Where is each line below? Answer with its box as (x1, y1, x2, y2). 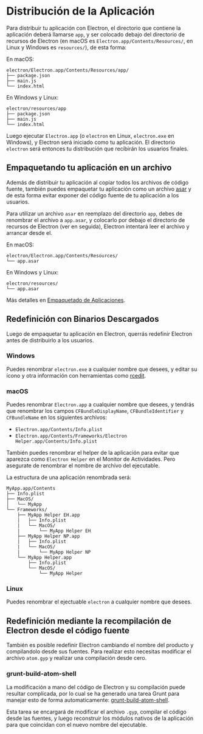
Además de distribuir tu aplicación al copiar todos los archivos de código (6, 178, 189, 186)
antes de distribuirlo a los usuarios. (6, 336, 94, 344)
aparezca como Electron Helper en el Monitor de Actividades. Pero (6, 455, 176, 463)
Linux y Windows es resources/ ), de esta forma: (6, 44, 126, 51)
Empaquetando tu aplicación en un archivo (6, 163, 172, 173)
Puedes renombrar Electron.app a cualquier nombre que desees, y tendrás (6, 401, 194, 408)
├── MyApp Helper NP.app (17, 533, 80, 540)
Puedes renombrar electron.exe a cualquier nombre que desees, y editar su (6, 365, 198, 373)
